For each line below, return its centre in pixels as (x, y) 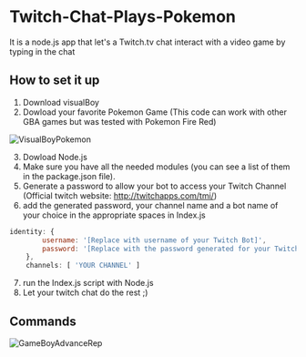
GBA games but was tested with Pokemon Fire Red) (119, 121)
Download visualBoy (61, 102)
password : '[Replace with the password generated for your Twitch (171, 249)
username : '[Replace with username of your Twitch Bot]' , (154, 240)
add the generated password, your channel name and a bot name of (150, 205)
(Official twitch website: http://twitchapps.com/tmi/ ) (119, 195)
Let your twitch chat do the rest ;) (85, 292)
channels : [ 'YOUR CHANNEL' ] (83, 266)
